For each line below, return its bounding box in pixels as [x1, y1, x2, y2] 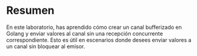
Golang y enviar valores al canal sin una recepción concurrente [6, 30, 163, 37]
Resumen [6, 4, 55, 17]
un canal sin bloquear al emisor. [6, 43, 86, 50]
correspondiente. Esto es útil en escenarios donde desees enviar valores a [6, 36, 192, 43]
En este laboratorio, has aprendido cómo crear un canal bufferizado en [6, 23, 182, 31]
